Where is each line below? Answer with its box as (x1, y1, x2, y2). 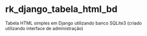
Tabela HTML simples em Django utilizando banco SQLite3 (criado (5, 20, 142, 26)
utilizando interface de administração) (5, 25, 83, 31)
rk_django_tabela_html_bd (5, 3, 117, 15)
